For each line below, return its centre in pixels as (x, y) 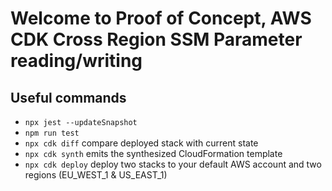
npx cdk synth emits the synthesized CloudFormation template (153, 153)
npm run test (52, 133)
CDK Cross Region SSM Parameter (156, 39)
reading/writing (76, 61)
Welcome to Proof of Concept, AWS (161, 18)
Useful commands (68, 97)
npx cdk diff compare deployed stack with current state (141, 143)
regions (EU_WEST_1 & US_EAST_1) (96, 175)
